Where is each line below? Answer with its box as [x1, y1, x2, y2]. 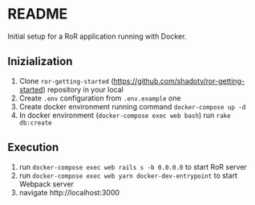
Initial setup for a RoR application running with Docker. [7, 31, 187, 41]
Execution [7, 141, 59, 154]
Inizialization [7, 55, 73, 68]
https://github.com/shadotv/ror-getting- [113, 76, 245, 85]
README [7, 5, 68, 23]
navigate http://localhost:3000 [18, 187, 120, 197]
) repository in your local [42, 84, 123, 94]
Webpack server [18, 178, 74, 189]
